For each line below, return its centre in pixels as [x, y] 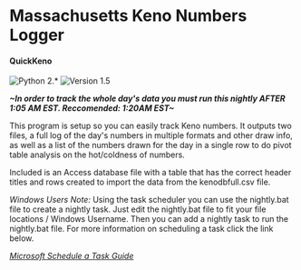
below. [22, 238]
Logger [37, 35]
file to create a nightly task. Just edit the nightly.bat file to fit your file [138, 209]
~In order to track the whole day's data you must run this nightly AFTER [147, 99]
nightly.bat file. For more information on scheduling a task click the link [141, 229]
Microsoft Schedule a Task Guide [72, 256]
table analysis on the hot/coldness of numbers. [97, 155]
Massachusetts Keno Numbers [128, 16]
